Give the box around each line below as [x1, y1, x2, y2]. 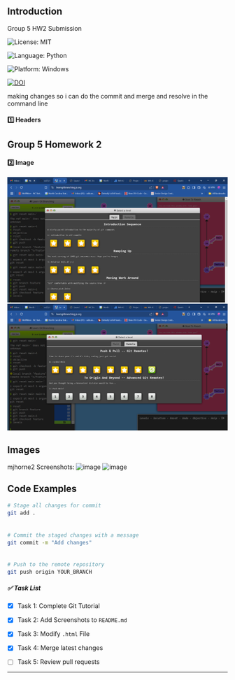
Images [7, 444, 41, 456]
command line [7, 99, 48, 108]
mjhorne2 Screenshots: [7, 463, 75, 471]
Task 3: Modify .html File [17, 630, 90, 638]
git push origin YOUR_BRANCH [7, 569, 92, 576]
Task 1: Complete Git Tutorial [17, 602, 100, 610]
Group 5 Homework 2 [7, 138, 102, 150]
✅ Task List [7, 584, 41, 592]
